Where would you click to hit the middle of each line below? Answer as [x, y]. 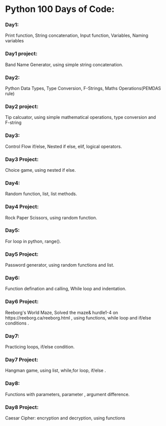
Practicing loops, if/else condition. [40, 347]
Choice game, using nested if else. [40, 170]
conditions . [17, 323]
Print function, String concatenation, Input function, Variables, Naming [77, 35]
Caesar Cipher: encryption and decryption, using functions [65, 418]
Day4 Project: [22, 207]
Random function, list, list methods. [41, 194]
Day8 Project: [22, 407]
